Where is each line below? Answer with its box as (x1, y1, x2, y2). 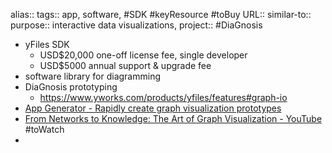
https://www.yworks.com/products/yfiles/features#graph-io (39, 92, 288, 103)
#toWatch (24, 124, 65, 135)
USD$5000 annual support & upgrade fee (39, 60, 212, 71)
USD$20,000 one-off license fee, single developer (39, 49, 248, 61)
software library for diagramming (24, 70, 161, 82)
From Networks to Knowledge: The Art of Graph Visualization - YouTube (24, 113, 323, 124)
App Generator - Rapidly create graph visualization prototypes (24, 102, 282, 114)
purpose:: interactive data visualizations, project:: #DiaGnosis (10, 19, 263, 31)
